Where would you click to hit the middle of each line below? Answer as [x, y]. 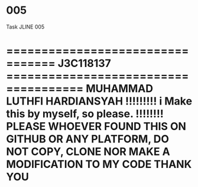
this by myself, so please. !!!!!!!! [85, 114]
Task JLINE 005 [25, 27]
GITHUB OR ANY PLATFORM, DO [88, 139]
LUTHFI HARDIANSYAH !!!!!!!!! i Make [99, 101]
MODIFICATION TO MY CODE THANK [99, 164]
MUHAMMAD [119, 89]
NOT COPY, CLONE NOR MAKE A [88, 152]
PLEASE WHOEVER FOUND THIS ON [96, 127]
